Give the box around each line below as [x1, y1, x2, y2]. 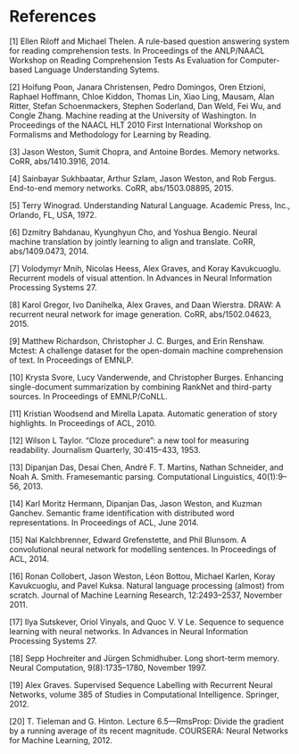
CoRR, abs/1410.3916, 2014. [9, 155, 111, 166]
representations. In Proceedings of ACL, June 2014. [9, 516, 199, 528]
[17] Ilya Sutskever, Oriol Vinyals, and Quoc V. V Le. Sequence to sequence [9, 616, 284, 627]
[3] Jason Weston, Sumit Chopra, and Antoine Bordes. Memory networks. [9, 146, 280, 157]
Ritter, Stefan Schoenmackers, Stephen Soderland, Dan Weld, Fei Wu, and [9, 100, 281, 111]
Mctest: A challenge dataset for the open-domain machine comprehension [9, 345, 284, 356]
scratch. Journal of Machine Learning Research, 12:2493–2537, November [9, 590, 283, 600]
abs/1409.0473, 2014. [9, 246, 89, 256]
